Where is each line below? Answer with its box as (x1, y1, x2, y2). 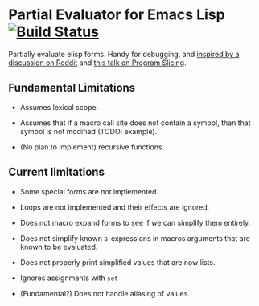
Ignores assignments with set (19, 273, 118, 283)
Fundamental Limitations (8, 81, 136, 95)
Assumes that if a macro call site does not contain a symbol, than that (19, 118, 251, 128)
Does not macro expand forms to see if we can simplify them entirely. (19, 218, 251, 227)
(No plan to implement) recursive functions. (19, 142, 165, 152)
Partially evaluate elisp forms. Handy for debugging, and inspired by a (8, 49, 240, 59)
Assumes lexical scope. (19, 102, 99, 112)
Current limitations (8, 165, 105, 179)
